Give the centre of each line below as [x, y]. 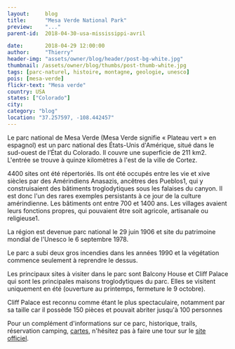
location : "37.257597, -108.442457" [61, 118]
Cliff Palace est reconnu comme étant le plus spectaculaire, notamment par [116, 302]
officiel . [18, 338]
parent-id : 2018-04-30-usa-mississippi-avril [76, 33]
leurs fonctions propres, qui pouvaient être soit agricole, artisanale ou [108, 210]
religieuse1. [23, 218]
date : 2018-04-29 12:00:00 [56, 46]
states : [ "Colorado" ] [39, 98]
